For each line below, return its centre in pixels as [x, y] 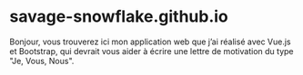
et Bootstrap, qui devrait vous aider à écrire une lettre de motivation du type [151, 51]
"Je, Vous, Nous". [42, 61]
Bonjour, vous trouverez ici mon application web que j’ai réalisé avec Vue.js [150, 42]
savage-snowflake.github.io [119, 17]
